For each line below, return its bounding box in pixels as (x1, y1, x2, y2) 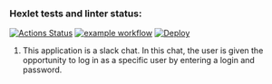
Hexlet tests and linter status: (9, 7, 142, 20)
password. (22, 64, 63, 75)
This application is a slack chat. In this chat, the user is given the (22, 45, 264, 56)
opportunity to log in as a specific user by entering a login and (22, 55, 256, 66)
